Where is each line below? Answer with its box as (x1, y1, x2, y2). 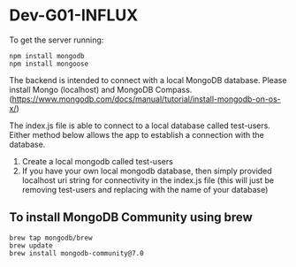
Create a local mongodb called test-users (21, 156, 174, 166)
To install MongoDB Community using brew (9, 210, 254, 225)
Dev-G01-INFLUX (9, 5, 139, 26)
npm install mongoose (9, 59, 89, 68)
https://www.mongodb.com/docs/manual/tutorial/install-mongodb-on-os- (11, 94, 281, 104)
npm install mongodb (9, 51, 86, 60)
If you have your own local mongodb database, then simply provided (21, 165, 272, 176)
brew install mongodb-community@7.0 (9, 248, 144, 257)
